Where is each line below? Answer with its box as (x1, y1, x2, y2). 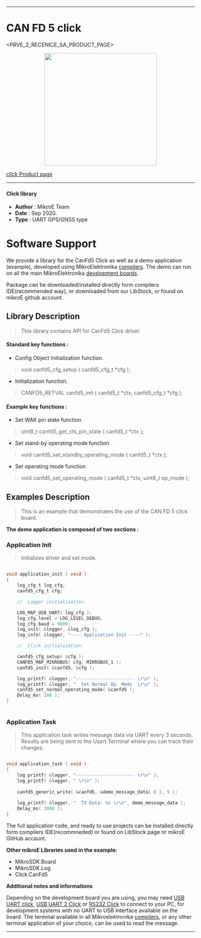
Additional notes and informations (6, 882, 93, 889)
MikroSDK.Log (14, 864, 51, 871)
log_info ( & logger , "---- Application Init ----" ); (17, 632, 151, 638)
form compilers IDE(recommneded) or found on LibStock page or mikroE (6, 828, 185, 835)
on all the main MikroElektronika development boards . (6, 269, 139, 277)
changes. (20, 744, 44, 751)
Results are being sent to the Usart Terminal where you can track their (20, 738, 194, 745)
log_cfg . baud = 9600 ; (17, 621, 71, 627)
